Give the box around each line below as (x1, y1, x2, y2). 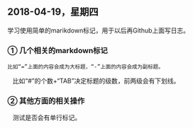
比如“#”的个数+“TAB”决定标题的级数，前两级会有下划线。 (12, 76, 180, 86)
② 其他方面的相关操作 (7, 96, 85, 106)
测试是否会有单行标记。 (12, 113, 82, 122)
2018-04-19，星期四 (7, 6, 99, 18)
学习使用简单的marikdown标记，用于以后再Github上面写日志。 (7, 26, 190, 35)
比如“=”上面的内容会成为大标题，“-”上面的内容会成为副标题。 (7, 64, 165, 71)
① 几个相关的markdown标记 (7, 45, 108, 55)
